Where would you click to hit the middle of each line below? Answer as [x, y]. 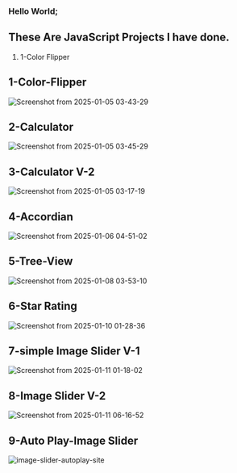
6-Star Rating [43, 306]
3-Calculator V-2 [52, 172]
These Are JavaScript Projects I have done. [119, 38]
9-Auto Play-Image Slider [73, 440]
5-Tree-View [41, 261]
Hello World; [33, 11]
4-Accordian [41, 217]
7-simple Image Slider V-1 [74, 351]
